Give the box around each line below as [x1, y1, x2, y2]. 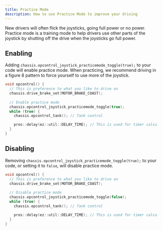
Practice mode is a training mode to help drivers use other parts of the [5, 30, 146, 36]
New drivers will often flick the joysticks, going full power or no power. [5, 25, 146, 31]
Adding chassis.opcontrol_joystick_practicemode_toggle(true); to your [5, 62, 151, 68]
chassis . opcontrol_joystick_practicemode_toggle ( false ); [9, 195, 127, 199]
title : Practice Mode [5, 7, 49, 12]
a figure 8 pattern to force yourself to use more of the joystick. [5, 72, 130, 78]
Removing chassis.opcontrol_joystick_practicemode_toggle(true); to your [5, 157, 157, 163]
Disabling [5, 145, 34, 153]
